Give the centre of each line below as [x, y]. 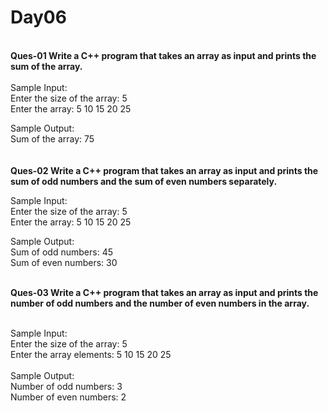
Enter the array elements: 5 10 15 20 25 [91, 354]
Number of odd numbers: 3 [66, 386]
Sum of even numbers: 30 [64, 262]
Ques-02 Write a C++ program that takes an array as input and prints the [164, 170]
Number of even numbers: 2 [68, 397]
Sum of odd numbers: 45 [61, 252]
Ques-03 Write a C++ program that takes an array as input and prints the [164, 292]
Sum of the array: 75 [52, 138]
